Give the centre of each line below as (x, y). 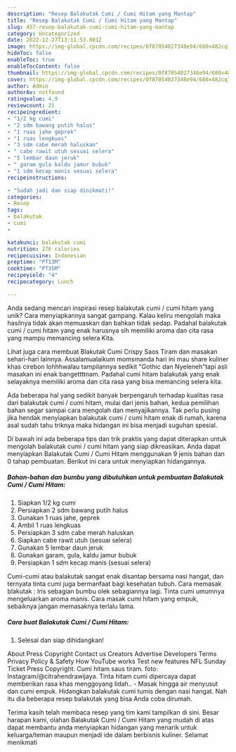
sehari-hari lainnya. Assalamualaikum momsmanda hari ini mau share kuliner (118, 359)
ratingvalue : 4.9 (33, 99)
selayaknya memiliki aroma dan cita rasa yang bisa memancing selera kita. (115, 381)
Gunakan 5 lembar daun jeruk (60, 548)
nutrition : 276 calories (44, 249)
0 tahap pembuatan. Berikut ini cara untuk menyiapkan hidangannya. (107, 461)
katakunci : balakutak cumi (47, 242)
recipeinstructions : (38, 178)
